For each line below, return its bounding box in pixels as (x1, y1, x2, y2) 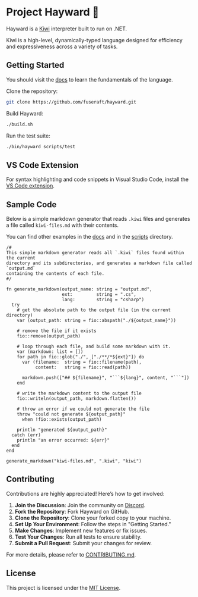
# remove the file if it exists (17, 328, 97, 334)
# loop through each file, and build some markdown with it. (17, 343, 171, 349)
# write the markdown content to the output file (17, 390, 142, 396)
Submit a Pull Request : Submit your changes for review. (14, 539, 152, 546)
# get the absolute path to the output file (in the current (17, 307, 171, 313)
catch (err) (11, 432, 41, 438)
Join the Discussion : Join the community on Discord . (14, 501, 146, 508)
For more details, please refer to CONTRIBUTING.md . (6, 551, 136, 558)
